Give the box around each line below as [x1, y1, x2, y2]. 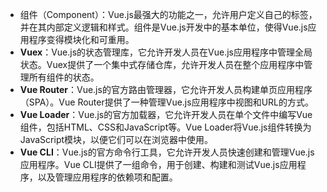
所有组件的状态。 [28, 71, 100, 83]
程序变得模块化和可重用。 [28, 34, 135, 45]
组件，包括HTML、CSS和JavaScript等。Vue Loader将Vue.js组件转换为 [19, 121, 312, 133]
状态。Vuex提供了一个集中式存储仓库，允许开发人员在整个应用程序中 [19, 59, 305, 70]
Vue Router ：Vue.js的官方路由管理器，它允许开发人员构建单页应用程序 [19, 84, 313, 95]
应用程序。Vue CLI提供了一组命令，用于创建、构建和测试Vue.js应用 [19, 159, 298, 170]
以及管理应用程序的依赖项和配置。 [37, 171, 178, 183]
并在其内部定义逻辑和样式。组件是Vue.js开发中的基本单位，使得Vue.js [19, 21, 308, 33]
